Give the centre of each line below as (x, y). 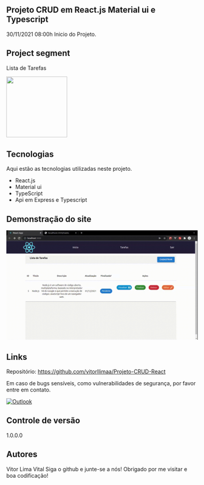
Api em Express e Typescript (51, 200)
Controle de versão (43, 421)
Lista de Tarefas (26, 68)
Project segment (38, 53)
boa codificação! (27, 475)
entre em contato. (29, 390)
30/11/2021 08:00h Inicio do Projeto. (51, 34)
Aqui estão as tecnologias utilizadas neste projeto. (69, 169)
